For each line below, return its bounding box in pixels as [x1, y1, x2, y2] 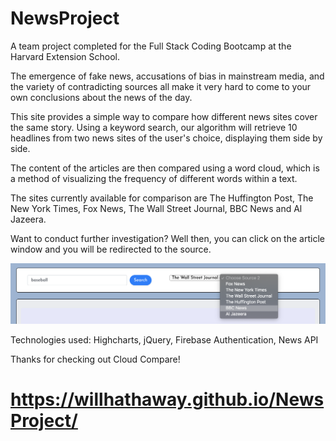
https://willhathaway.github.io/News [10, 388, 325, 411]
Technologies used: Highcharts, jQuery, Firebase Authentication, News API [10, 333, 319, 346]
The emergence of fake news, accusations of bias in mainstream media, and [10, 70, 325, 82]
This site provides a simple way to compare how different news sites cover [10, 110, 318, 122]
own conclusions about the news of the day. [10, 91, 193, 103]
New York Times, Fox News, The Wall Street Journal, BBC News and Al [10, 202, 303, 214]
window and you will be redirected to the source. [10, 243, 212, 255]
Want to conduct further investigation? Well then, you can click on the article [10, 232, 325, 244]
